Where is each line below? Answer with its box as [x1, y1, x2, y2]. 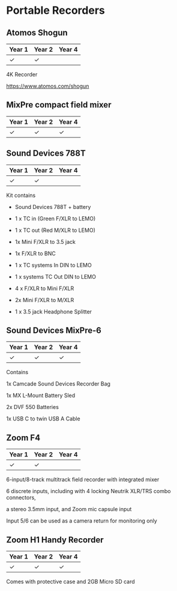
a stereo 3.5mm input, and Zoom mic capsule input [6, 506, 132, 513]
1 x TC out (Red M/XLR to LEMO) [14, 226, 96, 234]
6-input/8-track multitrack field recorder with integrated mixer [6, 476, 160, 483]
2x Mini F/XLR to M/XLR [14, 296, 74, 303]
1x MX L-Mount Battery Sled [6, 392, 76, 399]
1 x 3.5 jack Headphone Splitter [14, 308, 92, 315]
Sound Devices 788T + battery [14, 203, 91, 210]
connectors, [6, 494, 36, 502]
